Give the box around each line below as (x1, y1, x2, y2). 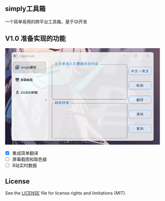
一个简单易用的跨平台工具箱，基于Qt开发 (5, 19, 87, 25)
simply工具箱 (5, 4, 46, 13)
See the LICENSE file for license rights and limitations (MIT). (5, 190, 127, 196)
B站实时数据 (12, 163, 37, 169)
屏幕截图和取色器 (12, 156, 47, 162)
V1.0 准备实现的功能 (5, 34, 66, 43)
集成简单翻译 (12, 150, 38, 156)
